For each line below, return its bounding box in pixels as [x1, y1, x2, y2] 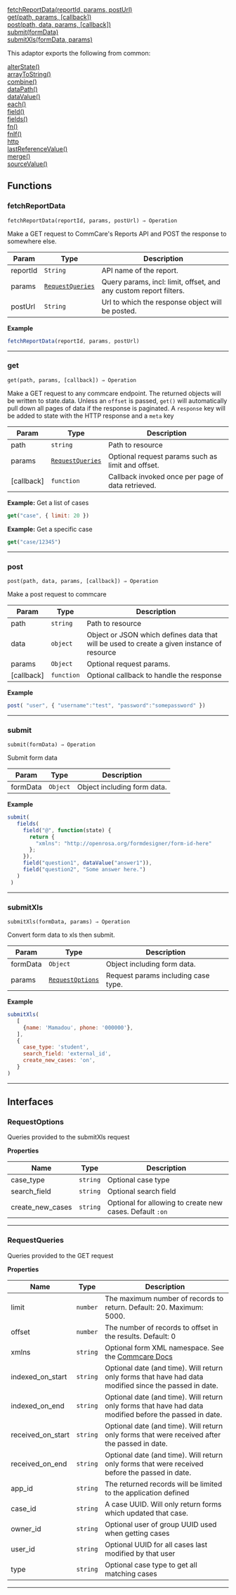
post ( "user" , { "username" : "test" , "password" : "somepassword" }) [7, 702, 206, 709]
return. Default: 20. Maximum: [105, 1302, 204, 1312]
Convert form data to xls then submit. [7, 930, 116, 939]
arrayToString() [7, 70, 51, 78]
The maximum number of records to [105, 1293, 224, 1303]
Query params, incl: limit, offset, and [101, 276, 221, 286]
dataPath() [7, 85, 38, 93]
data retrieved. [107, 480, 157, 490]
